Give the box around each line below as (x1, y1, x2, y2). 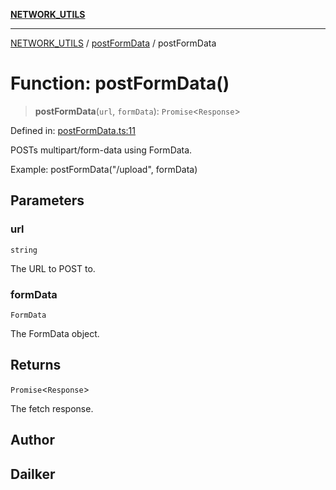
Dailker (10, 465, 56, 483)
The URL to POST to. (10, 262, 96, 274)
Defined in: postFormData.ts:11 (10, 124, 136, 136)
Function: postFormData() (10, 72, 230, 95)
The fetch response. (10, 402, 94, 414)
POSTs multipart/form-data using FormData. (10, 144, 193, 156)
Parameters (10, 192, 85, 209)
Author (10, 432, 55, 449)
